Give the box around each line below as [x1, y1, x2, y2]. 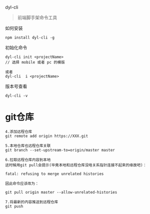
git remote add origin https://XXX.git [5, 133, 88, 138]
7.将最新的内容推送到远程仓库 [5, 199, 58, 204]
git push [5, 203, 23, 209]
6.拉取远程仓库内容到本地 [5, 157, 51, 162]
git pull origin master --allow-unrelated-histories [5, 189, 117, 194]
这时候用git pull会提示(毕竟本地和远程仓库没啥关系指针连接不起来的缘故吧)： [5, 162, 147, 167]
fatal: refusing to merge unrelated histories [5, 171, 104, 176]
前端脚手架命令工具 [17, 14, 57, 20]
